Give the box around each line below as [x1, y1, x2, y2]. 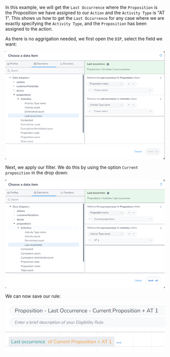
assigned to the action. [5, 26, 53, 32]
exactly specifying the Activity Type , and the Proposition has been [5, 20, 147, 26]
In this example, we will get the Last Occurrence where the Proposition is [5, 5, 158, 10]
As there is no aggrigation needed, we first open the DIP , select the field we [5, 36, 163, 42]
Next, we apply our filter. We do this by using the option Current [5, 165, 138, 171]
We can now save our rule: [5, 293, 61, 299]
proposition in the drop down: [5, 170, 68, 176]
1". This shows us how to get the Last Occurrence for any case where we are [5, 15, 164, 21]
